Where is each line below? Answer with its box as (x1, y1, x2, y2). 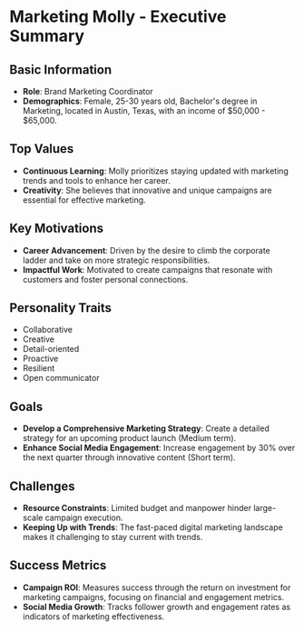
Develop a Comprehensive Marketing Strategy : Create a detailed (22, 423, 270, 434)
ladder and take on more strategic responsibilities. (22, 255, 211, 265)
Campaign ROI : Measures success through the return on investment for (22, 582, 291, 593)
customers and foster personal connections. (22, 274, 189, 285)
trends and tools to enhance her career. (22, 175, 171, 185)
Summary (9, 25, 84, 46)
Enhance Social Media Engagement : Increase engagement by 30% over (22, 443, 296, 454)
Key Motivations (9, 221, 104, 236)
